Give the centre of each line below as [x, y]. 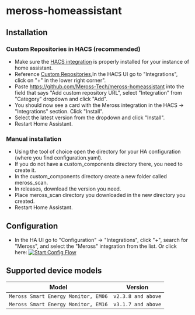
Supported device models [54, 271]
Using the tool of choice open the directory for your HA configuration [97, 152]
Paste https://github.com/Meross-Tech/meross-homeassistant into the [99, 86]
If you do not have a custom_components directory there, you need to [98, 164]
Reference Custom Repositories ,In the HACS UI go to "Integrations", [96, 74]
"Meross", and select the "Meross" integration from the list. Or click [95, 246]
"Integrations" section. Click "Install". [59, 111]
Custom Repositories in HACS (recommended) [73, 49]
